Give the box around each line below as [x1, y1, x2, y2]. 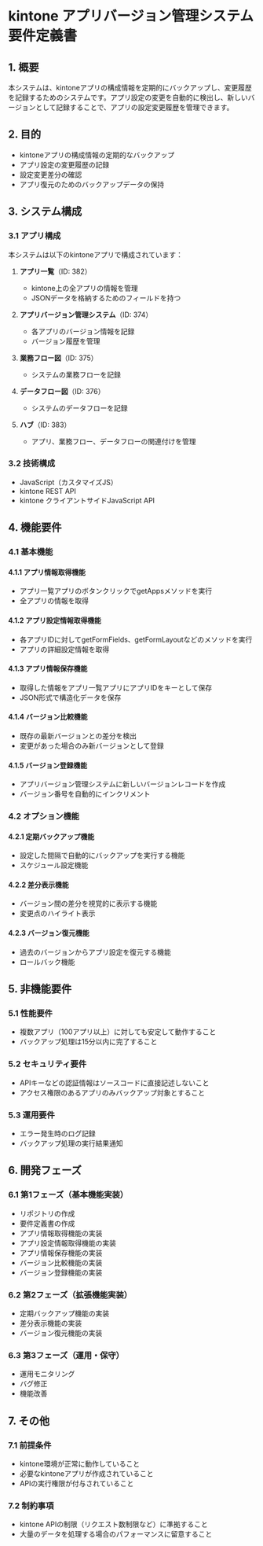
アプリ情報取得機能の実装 [19, 1228, 103, 1238]
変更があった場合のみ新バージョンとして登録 [19, 741, 165, 750]
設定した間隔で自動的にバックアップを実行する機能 [19, 851, 185, 860]
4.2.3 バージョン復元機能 [8, 929, 89, 938]
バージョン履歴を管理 [31, 336, 100, 346]
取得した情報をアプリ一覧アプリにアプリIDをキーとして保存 [19, 683, 213, 692]
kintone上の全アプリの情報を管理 [31, 283, 139, 293]
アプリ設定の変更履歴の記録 [19, 160, 110, 169]
